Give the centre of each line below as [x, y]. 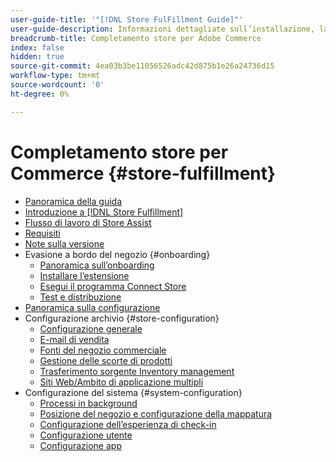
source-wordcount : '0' [57, 85]
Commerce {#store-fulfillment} [143, 173]
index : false [37, 47]
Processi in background [88, 403]
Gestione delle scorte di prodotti [106, 360]
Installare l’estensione [84, 275]
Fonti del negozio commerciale [103, 350]
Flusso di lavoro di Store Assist [88, 222]
